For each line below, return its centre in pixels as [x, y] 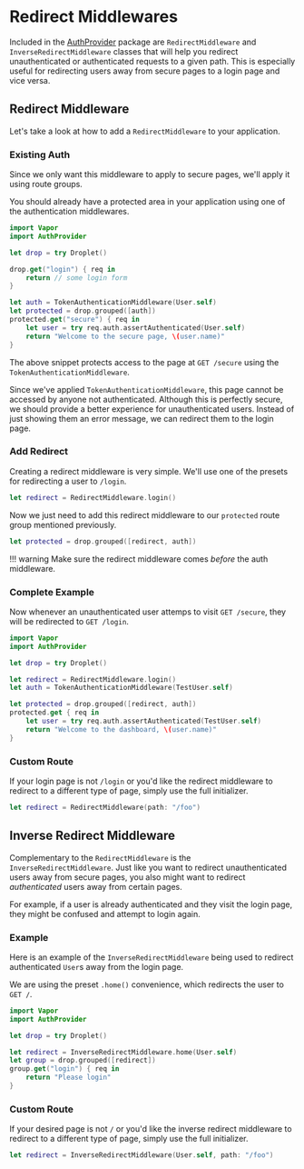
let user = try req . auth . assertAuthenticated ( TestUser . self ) [144, 721]
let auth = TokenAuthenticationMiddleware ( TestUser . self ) [121, 688]
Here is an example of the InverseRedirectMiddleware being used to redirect [152, 957]
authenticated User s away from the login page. [97, 966]
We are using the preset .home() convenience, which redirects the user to [147, 984]
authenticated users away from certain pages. [96, 886]
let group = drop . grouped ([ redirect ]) [83, 1061]
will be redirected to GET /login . [69, 621]
